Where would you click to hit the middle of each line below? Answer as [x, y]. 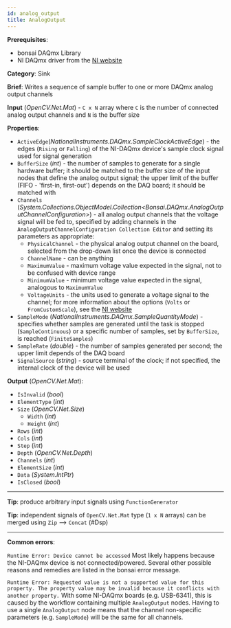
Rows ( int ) [30, 431]
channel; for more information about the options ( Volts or [109, 302]
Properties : [23, 128]
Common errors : [31, 542]
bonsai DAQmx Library [49, 53]
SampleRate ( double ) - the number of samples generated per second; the [120, 346]
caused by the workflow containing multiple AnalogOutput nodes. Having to [113, 603]
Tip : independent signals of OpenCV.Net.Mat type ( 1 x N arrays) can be [107, 515]
